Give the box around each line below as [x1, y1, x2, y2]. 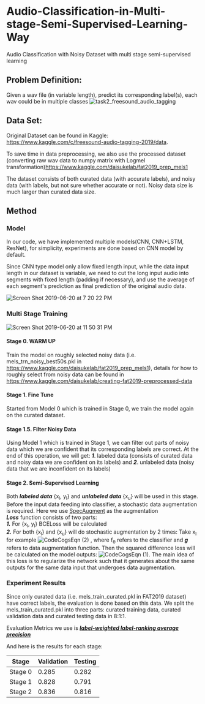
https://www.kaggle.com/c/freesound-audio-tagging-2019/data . [6, 138, 168, 145]
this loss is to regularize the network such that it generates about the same [6, 557, 195, 564]
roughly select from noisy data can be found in [6, 371, 124, 378]
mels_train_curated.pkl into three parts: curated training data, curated [6, 605, 181, 613]
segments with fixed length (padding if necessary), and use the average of [6, 276, 195, 283]
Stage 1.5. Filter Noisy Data [6, 425, 76, 433]
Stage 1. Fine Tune [6, 391, 54, 399]
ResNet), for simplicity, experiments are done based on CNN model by [6, 244, 184, 252]
